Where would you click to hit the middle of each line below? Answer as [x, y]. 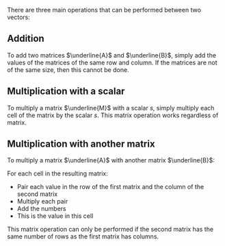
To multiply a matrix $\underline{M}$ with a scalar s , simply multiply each [111, 108]
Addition [26, 39]
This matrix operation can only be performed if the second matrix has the [110, 230]
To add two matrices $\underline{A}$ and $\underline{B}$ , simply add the [112, 55]
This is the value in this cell [55, 216]
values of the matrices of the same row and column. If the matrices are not [112, 62]
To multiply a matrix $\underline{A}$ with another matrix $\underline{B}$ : [111, 160]
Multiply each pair [42, 201]
